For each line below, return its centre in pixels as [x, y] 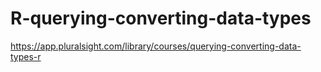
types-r [26, 56]
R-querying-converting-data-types [161, 18]
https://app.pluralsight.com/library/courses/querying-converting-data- [156, 46]
